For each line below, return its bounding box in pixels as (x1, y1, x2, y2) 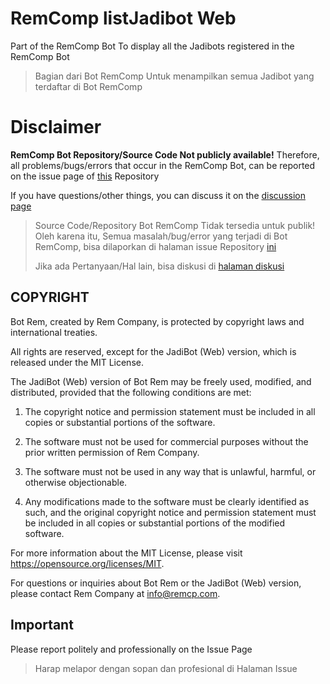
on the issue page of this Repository (10, 170, 160, 182)
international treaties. (10, 326, 98, 338)
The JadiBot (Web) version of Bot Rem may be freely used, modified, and (10, 375, 312, 387)
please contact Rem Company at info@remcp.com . (10, 587, 221, 599)
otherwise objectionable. (24, 476, 128, 488)
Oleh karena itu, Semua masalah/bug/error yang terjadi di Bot (34, 230, 288, 242)
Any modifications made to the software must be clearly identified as (24, 495, 310, 507)
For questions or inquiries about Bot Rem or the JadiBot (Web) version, (10, 577, 302, 589)
